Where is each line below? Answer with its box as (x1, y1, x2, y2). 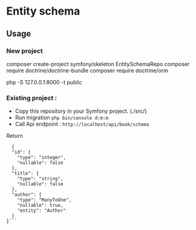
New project (6, 47, 44, 55)
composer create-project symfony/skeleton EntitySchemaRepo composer (6, 60, 190, 67)
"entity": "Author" (17, 208, 67, 214)
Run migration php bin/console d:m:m (15, 114, 109, 121)
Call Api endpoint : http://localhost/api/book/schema (15, 120, 149, 128)
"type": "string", (17, 176, 64, 182)
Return (6, 132, 23, 140)
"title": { (11, 171, 39, 177)
